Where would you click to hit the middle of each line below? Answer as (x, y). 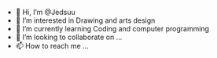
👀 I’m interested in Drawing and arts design (85, 20)
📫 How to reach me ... (52, 46)
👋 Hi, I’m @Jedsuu (46, 12)
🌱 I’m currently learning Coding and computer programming (112, 29)
